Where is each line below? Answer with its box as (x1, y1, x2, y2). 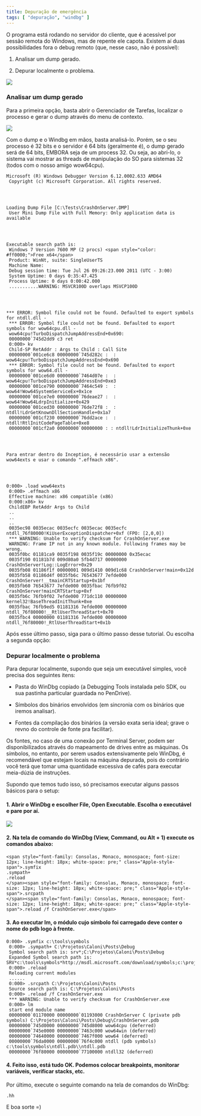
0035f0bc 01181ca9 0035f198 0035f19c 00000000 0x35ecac (8, 551, 151, 557)
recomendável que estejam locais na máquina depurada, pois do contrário (6, 756, 190, 764)
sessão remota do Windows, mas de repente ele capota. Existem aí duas (6, 37, 185, 44)
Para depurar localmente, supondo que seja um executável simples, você (6, 665, 187, 672)
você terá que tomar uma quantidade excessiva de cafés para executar (6, 763, 182, 770)
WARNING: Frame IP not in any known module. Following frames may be (8, 541, 186, 547)
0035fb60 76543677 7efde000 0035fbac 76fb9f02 (8, 583, 127, 589)
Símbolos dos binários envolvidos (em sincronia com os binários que (14, 701, 184, 708)
